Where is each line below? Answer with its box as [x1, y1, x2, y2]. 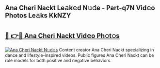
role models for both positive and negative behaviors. [5, 58, 112, 63]
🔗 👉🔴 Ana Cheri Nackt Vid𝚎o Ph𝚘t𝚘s [5, 32, 120, 40]
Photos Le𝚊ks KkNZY [5, 12, 71, 20]
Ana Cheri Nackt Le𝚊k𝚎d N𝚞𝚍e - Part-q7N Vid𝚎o [5, 4, 155, 12]
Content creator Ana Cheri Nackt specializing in [59, 47, 154, 52]
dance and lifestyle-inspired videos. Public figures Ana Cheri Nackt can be [5, 52, 154, 58]
